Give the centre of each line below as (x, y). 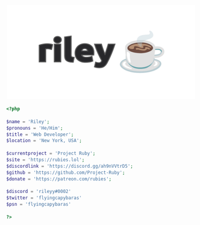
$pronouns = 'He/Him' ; (35, 128)
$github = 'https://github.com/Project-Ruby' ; (66, 173)
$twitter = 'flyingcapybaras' (44, 198)
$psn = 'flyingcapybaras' (39, 204)
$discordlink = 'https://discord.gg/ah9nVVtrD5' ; (70, 166)
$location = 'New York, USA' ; (44, 141)
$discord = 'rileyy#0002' (39, 192)
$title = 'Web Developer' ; (40, 135)
